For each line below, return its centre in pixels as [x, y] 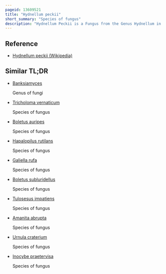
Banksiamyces [27, 83]
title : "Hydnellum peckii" [33, 14]
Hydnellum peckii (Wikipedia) [42, 56]
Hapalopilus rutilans [33, 141]
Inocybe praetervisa [33, 256]
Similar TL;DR [27, 71]
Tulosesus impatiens [33, 199]
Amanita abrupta [29, 218]
